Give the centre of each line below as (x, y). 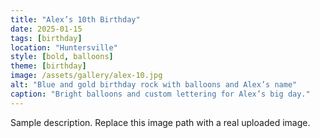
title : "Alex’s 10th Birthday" (75, 19)
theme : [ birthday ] (48, 66)
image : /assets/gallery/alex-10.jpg (86, 76)
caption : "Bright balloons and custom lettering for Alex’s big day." (160, 94)
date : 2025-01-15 (46, 29)
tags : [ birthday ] (46, 38)
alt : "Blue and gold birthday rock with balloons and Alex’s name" (154, 85)
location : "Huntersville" (64, 47)
